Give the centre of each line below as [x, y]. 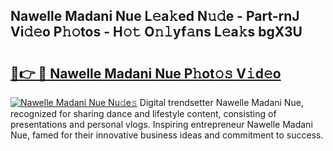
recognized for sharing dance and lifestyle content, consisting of [143, 113]
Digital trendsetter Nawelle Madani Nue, [221, 102]
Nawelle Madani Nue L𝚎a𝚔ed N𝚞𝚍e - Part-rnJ [155, 16]
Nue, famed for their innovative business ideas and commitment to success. [167, 135]
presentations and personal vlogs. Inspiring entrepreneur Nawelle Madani [161, 124]
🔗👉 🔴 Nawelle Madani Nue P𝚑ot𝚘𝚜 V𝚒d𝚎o [146, 73]
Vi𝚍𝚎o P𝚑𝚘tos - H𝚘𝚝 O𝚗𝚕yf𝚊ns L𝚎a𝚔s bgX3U [156, 32]
